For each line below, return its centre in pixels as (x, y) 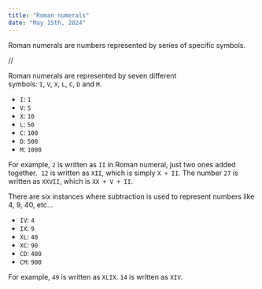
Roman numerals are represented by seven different (92, 75)
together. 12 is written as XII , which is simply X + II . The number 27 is (123, 173)
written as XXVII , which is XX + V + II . (71, 181)
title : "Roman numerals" (49, 15)
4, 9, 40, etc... (31, 204)
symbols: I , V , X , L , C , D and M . (55, 84)
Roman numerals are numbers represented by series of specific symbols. (127, 45)
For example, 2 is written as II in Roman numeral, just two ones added (122, 164)
